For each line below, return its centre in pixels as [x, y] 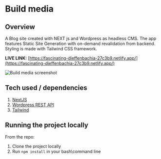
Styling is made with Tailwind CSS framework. [51, 49]
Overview [20, 27]
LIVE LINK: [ [18, 58]
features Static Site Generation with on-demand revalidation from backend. [80, 44]
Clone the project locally [36, 146]
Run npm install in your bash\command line [56, 151]
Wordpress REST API [33, 105]
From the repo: [20, 137]
